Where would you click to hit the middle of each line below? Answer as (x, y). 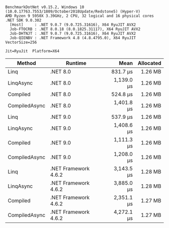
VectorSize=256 (21, 42)
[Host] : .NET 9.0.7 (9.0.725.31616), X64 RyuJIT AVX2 (73, 25)
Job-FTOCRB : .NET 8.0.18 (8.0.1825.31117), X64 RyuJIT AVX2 (75, 29)
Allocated (149, 63)
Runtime (76, 63)
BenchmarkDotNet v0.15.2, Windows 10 (45, 7)
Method (26, 63)
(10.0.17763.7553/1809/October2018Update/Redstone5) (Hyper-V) (73, 12)
